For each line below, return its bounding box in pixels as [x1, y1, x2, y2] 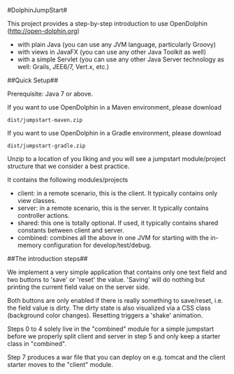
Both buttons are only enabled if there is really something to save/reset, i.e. [7, 297, 224, 304]
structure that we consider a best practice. [7, 162, 130, 170]
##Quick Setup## [7, 76, 59, 84]
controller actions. [17, 211, 70, 219]
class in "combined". [7, 340, 66, 347]
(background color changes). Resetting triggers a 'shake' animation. [7, 311, 203, 320]
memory [17, 241, 42, 249]
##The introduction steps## [7, 255, 88, 262]
